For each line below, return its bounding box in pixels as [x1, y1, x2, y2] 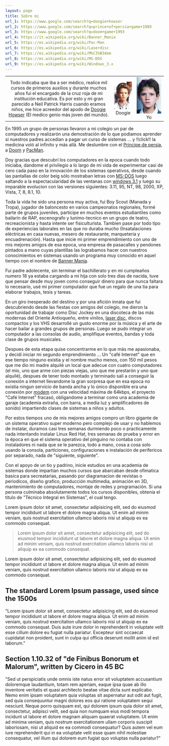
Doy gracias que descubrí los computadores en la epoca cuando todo [5, 156, 150, 163]
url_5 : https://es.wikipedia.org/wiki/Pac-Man [5, 40, 105, 45]
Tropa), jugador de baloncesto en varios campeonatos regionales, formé [5, 204, 156, 210]
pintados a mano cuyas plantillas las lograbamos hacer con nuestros [5, 247, 147, 253]
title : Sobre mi [5, 13, 39, 19]
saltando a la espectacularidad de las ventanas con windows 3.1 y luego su [5, 178, 161, 184]
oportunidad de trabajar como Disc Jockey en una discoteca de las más [5, 309, 154, 315]
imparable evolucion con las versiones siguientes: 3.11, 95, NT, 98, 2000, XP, [5, 183, 164, 189]
